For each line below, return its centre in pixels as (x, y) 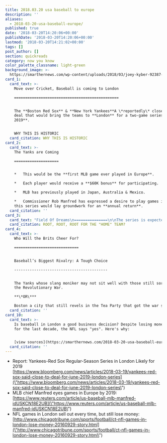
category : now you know (30, 61)
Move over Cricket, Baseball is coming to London (67, 88)
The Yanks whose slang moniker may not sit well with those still (84, 283)
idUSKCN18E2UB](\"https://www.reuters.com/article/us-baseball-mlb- (84, 403)
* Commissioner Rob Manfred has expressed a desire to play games (86, 201)
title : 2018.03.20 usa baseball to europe (50, 10)
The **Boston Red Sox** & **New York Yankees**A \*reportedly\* (82, 111)
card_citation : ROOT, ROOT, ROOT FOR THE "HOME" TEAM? (68, 225)
